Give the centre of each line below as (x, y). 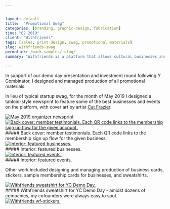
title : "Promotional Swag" (35, 23)
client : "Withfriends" (29, 38)
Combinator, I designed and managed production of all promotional (75, 81)
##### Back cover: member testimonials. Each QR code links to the (76, 133)
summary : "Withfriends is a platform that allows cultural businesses (81, 56)
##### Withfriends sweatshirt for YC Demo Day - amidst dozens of (75, 190)
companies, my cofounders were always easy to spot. (61, 195)
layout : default (22, 19)
